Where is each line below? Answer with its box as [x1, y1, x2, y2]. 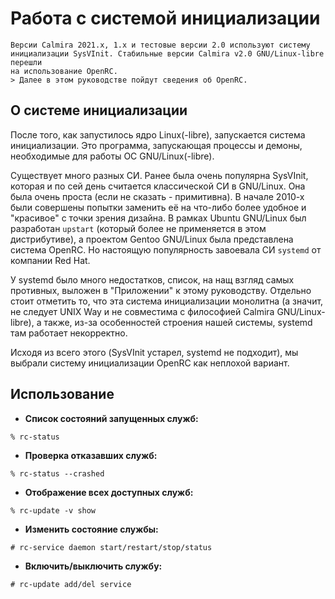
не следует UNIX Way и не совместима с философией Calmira [10, 305, 275, 317]
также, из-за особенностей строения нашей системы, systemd [43, 316, 313, 328]
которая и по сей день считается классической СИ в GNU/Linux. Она [10, 180, 306, 192]
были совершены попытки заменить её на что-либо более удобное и [10, 201, 307, 213]
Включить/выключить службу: [24, 560, 163, 572]
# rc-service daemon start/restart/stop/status [10, 542, 213, 552]
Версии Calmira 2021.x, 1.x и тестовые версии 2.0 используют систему [10, 40, 311, 50]
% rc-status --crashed [10, 468, 105, 479]
